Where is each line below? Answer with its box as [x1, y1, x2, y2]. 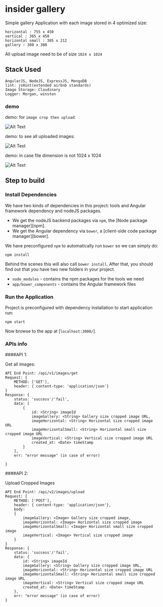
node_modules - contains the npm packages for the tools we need [12, 276, 144, 281]
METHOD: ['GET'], [14, 379, 50, 384]
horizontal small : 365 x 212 [5, 38, 67, 43]
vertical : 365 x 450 [5, 34, 50, 39]
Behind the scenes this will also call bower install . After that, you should [5, 261, 153, 267]
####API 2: [5, 470, 29, 476]
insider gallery [5, 3, 65, 15]
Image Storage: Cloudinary [5, 87, 61, 92]
